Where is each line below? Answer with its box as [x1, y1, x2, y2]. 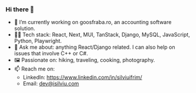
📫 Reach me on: [14, 65, 55, 72]
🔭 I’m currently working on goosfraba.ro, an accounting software [14, 19, 172, 26]
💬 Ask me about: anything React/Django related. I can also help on [14, 44, 175, 51]
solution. [14, 25, 35, 32]
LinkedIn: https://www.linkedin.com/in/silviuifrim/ [22, 74, 142, 81]
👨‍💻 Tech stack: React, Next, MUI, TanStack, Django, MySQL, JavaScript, [14, 31, 190, 38]
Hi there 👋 [5, 5, 35, 14]
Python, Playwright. [14, 38, 62, 45]
